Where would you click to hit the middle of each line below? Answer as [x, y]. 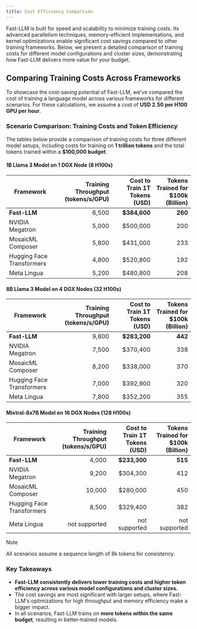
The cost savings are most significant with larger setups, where [91, 594]
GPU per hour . [24, 111]
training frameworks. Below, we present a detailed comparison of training [95, 47]
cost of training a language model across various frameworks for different [95, 98]
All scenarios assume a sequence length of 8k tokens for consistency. [91, 554]
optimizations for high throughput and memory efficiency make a [109, 601]
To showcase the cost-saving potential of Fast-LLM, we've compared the [94, 92]
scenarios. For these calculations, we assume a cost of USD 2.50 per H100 [97, 105]
